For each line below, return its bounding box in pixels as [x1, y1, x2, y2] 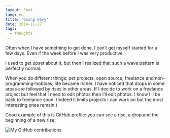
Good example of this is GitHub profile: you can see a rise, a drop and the [5, 112, 159, 118]
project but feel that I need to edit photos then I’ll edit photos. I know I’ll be [5, 91, 161, 97]
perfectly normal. [5, 65, 42, 71]
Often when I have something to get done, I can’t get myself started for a [5, 45, 157, 51]
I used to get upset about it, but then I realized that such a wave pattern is [5, 60, 159, 66]
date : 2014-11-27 [5, 21, 42, 27]
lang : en [5, 12, 24, 17]
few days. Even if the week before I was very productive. [5, 50, 124, 56]
